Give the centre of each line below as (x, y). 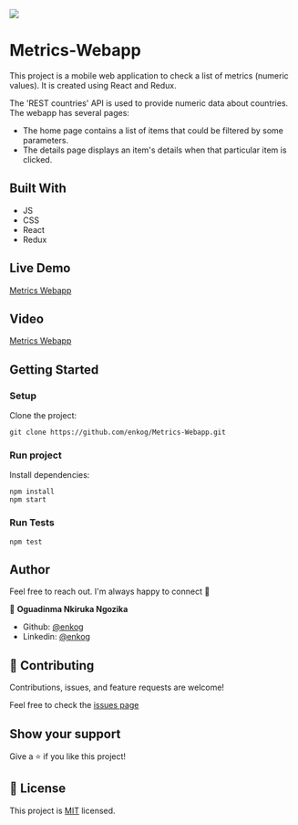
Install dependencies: (50, 475)
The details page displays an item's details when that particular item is (154, 150)
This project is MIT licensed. (62, 810)
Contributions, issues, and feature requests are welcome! (117, 687)
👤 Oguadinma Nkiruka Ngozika (69, 609)
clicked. (37, 159)
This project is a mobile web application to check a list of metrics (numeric (149, 75)
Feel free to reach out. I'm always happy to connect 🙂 (110, 592)
